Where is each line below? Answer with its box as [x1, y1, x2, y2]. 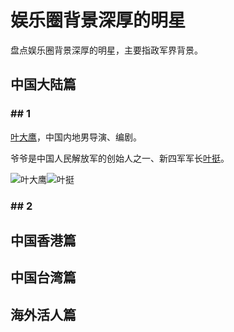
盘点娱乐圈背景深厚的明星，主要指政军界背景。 [10, 44, 203, 56]
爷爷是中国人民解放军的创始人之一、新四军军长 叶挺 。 [10, 152, 230, 164]
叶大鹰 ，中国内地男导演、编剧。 [10, 131, 142, 143]
